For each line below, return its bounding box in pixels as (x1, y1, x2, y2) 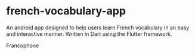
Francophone (6, 42, 39, 49)
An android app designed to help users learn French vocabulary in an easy (6, 24, 190, 31)
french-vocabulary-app (6, 4, 126, 18)
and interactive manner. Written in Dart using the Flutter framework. (6, 30, 172, 37)
